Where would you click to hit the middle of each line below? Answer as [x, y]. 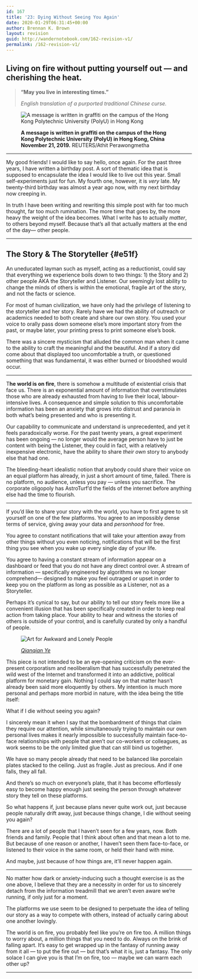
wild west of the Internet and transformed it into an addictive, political [90, 674]
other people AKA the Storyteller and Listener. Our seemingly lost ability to [96, 281]
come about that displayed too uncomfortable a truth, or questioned [88, 354]
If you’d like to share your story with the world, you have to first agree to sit [97, 511]
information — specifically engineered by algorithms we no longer [86, 572]
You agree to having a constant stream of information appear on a [86, 560]
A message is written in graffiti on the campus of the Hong [94, 132]
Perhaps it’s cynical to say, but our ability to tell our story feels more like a [95, 602]
